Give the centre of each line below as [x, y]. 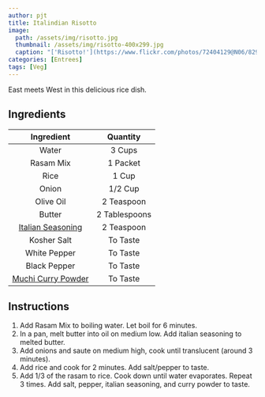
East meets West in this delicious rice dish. [78, 89]
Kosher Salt [50, 240]
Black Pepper [50, 266]
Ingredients [37, 114]
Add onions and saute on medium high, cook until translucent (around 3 [136, 351]
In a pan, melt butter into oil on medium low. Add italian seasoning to [131, 334]
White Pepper [50, 252]
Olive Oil [50, 201]
